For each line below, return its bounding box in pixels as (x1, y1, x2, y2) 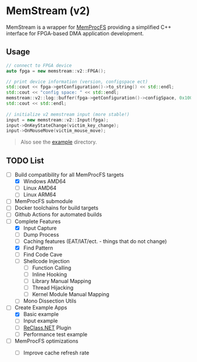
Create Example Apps (14, 304, 67, 311)
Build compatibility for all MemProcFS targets (14, 171, 124, 178)
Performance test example (23, 331, 88, 338)
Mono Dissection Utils (23, 297, 77, 304)
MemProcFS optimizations (14, 337, 79, 344)
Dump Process (23, 231, 60, 238)
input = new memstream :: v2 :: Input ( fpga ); (6, 117, 109, 123)
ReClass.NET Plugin (23, 324, 72, 331)
